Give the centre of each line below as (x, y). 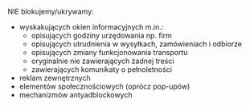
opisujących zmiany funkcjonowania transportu (109, 52)
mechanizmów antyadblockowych (76, 95)
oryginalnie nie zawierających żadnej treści (102, 61)
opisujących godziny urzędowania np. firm (101, 36)
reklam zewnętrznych (55, 78)
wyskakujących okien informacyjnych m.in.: (91, 27)
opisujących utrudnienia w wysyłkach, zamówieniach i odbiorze (137, 44)
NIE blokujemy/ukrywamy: (51, 12)
